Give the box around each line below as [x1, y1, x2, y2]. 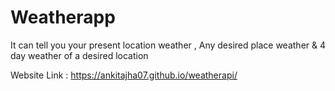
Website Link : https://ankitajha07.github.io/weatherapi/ [10, 69, 238, 81]
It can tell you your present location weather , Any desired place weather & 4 [10, 39, 326, 51]
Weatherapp [10, 6, 116, 29]
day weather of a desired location [10, 49, 149, 61]
